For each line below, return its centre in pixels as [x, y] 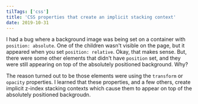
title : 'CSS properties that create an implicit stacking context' [91, 17]
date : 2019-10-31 [28, 22]
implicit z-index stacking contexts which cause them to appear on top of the [99, 89]
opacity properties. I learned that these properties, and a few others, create [98, 82]
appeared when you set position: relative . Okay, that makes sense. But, [96, 52]
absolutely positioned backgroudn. [48, 95]
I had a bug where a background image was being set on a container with [96, 40]
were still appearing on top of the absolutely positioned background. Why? [97, 64]
